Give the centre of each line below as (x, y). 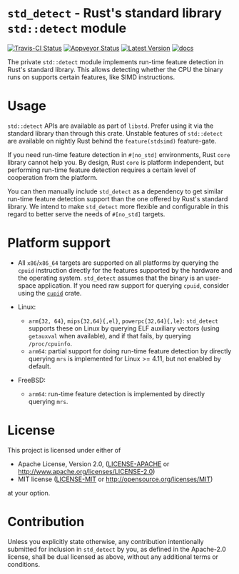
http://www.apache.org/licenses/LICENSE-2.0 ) (86, 471)
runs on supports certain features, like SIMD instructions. (91, 77)
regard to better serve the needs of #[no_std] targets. (86, 214)
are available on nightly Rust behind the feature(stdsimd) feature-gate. (112, 141)
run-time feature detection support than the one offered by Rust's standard (118, 198)
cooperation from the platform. (53, 177)
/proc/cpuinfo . (50, 343)
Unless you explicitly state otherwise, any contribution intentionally (106, 541)
